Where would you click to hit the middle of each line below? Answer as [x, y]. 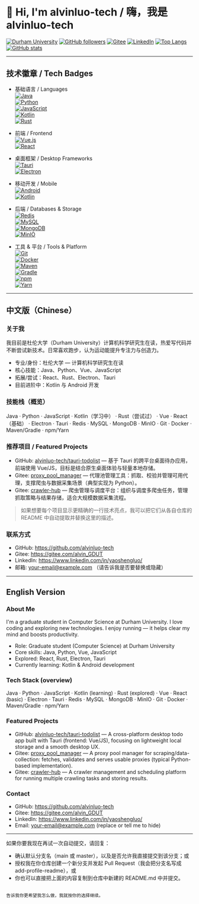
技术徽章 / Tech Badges [50, 74]
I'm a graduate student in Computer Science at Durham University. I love [94, 622]
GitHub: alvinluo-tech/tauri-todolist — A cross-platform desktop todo [99, 734]
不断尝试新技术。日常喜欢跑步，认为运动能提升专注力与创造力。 [84, 350]
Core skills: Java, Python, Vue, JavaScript [66, 652]
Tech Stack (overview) [39, 680]
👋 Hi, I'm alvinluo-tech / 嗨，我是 [87, 12]
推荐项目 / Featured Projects [47, 447]
